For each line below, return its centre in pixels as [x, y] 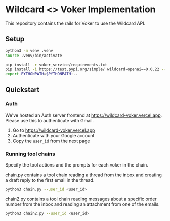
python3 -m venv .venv [29, 51]
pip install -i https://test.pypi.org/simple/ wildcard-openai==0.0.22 [82, 69]
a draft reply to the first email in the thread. [50, 180]
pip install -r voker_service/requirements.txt [56, 65]
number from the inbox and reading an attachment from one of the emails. [83, 204]
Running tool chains [30, 154]
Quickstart [23, 90]
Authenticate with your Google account [53, 135]
